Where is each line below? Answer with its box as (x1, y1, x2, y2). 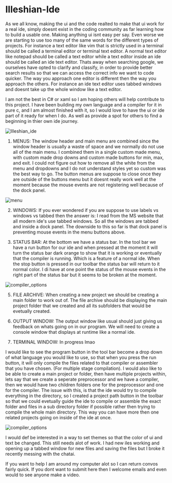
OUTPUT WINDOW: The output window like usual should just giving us (12, 318, 163, 324)
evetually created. (12, 308, 51, 314)
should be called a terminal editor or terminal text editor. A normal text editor (5, 48, 167, 54)
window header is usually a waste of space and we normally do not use (12, 143, 164, 150)
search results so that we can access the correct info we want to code (5, 69, 154, 76)
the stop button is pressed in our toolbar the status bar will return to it (12, 261, 160, 267)
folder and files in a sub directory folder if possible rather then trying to (5, 403, 156, 409)
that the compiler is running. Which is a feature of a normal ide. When (12, 255, 160, 261)
